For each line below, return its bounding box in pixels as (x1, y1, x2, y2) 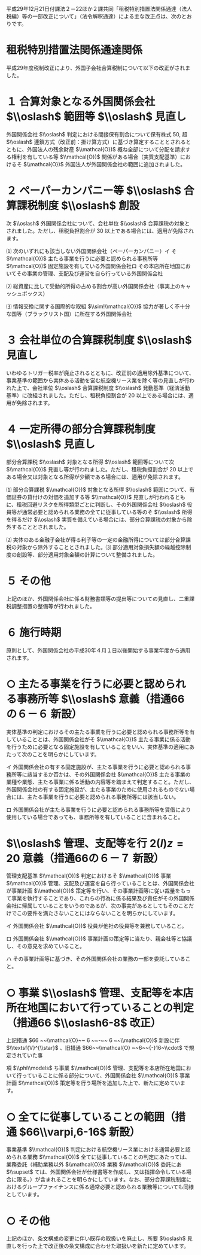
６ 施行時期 (6, 626, 62, 639)
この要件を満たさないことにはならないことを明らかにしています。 (16, 910, 179, 917)
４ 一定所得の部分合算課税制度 (6, 422, 156, 435)
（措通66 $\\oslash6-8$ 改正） (6, 1016, 162, 1029)
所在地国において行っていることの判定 (6, 1001, 194, 1015)
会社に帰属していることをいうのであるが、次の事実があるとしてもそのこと (6, 902, 189, 909)
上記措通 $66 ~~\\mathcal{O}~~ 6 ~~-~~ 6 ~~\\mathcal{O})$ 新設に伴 (6, 1037, 180, 1044)
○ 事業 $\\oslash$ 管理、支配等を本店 (6, 986, 194, 1000)
